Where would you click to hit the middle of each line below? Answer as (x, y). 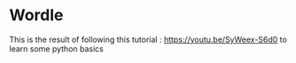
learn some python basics (56, 48)
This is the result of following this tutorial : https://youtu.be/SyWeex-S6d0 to (148, 39)
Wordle (36, 15)
